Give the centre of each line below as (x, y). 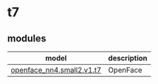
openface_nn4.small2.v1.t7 (56, 70)
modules (27, 38)
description (127, 58)
